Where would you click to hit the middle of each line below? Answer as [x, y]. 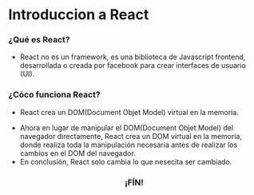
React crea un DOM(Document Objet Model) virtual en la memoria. [129, 112]
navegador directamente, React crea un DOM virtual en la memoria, [131, 136]
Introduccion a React [79, 15]
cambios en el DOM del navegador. [77, 153]
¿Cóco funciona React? [55, 95]
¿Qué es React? [39, 40]
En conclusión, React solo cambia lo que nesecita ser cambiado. [126, 161]
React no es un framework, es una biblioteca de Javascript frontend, [133, 57]
